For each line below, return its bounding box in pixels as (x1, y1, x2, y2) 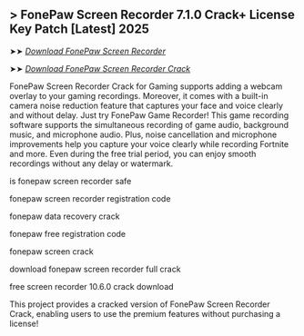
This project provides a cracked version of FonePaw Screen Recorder (9, 299, 270, 310)
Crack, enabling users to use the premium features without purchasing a (9, 308, 280, 319)
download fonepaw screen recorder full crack (9, 263, 181, 274)
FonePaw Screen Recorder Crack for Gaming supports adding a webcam (9, 81, 283, 92)
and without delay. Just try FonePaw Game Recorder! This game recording (9, 109, 289, 121)
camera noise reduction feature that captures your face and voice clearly (9, 100, 284, 111)
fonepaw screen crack (9, 245, 94, 257)
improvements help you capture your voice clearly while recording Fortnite (9, 138, 289, 149)
